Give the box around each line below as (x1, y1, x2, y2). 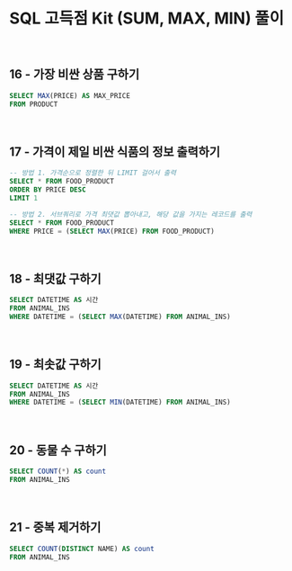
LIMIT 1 (9, 193, 39, 202)
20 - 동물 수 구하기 (9, 442, 108, 458)
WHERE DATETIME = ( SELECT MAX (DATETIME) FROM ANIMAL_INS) (9, 312, 231, 321)
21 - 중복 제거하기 (9, 520, 102, 535)
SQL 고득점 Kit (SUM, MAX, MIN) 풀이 (9, 8, 285, 29)
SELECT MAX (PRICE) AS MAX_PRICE (9, 91, 130, 100)
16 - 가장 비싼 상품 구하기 (9, 67, 140, 82)
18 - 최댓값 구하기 (9, 271, 102, 286)
